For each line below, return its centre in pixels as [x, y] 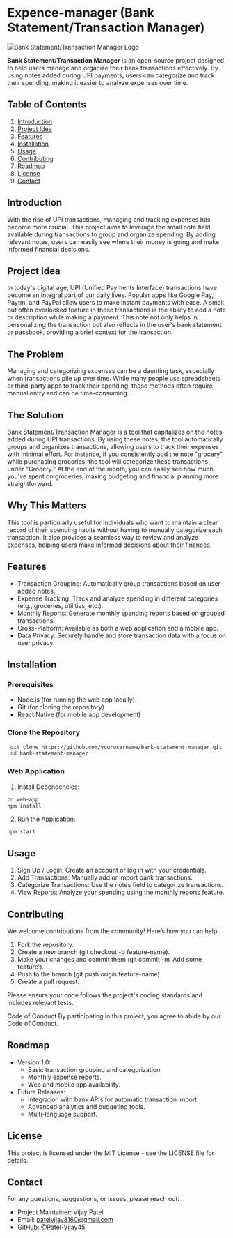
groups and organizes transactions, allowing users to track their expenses [113, 447]
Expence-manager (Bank [81, 13]
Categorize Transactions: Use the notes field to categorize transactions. [120, 885]
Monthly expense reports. [65, 1077]
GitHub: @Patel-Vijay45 [51, 1227]
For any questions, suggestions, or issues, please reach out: [93, 1199]
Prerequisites [30, 684]
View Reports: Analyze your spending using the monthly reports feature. [121, 892]
